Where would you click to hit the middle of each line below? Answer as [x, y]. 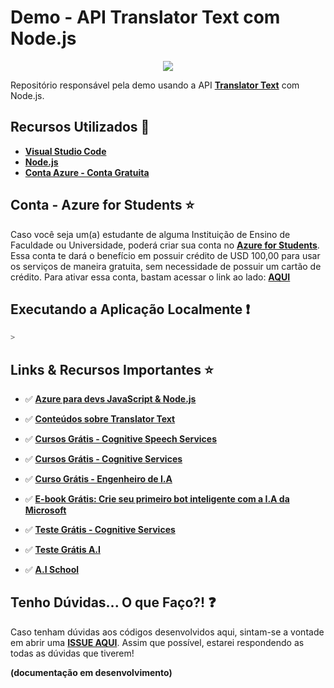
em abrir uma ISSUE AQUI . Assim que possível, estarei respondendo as [157, 642]
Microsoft [45, 510]
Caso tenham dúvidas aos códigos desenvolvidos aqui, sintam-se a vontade [167, 632]
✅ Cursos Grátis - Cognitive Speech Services [121, 439]
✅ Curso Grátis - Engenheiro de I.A [98, 479]
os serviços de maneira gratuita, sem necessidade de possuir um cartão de [166, 266]
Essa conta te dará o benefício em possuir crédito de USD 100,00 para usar [165, 255]
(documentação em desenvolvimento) [91, 672]
